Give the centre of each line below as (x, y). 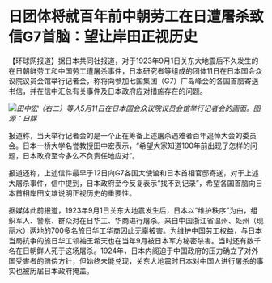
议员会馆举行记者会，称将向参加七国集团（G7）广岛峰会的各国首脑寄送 (140, 81)
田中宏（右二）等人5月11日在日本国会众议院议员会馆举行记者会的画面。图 (138, 108)
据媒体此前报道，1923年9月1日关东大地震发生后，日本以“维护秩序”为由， (130, 210)
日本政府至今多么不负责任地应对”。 (81, 155)
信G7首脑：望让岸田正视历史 (103, 37)
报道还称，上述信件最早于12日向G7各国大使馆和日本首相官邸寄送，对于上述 (134, 173)
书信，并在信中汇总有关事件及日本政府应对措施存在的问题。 (108, 91)
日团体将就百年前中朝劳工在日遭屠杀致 (136, 17)
